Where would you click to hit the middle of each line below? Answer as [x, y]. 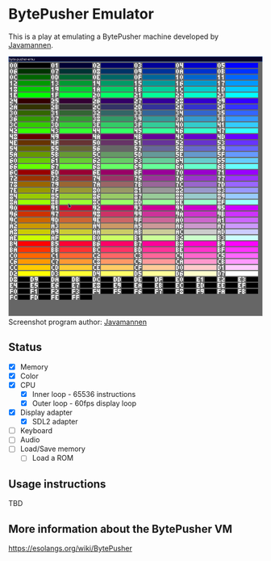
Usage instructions [57, 484]
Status [25, 347]
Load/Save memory [53, 449]
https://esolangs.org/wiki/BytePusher [71, 548]
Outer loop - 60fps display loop [84, 403]
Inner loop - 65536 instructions [84, 394]
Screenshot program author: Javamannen [78, 322]
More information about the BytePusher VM [120, 529]
